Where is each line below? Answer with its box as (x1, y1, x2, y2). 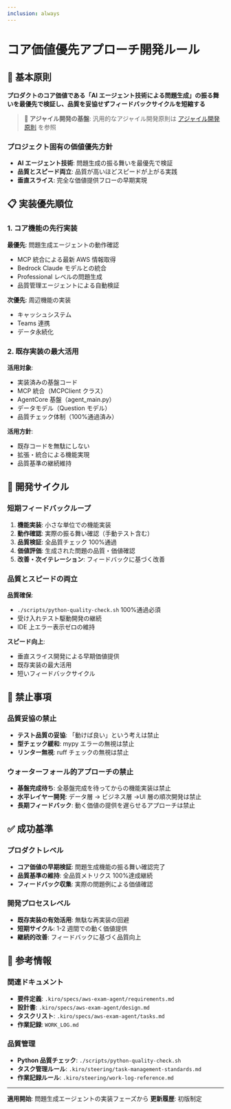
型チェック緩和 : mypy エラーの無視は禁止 (16, 739, 135, 748)
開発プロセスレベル (7, 899, 71, 908)
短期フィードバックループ (7, 504, 91, 513)
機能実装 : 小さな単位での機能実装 (16, 520, 111, 529)
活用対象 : (7, 363, 34, 372)
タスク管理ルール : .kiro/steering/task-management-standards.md (16, 1064, 201, 1072)
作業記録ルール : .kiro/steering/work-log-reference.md (16, 1073, 174, 1081)
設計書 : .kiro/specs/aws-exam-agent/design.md (16, 1003, 150, 1011)
